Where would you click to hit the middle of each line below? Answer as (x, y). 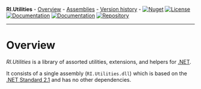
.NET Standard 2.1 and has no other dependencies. (69, 79)
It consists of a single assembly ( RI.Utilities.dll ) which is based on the (97, 73)
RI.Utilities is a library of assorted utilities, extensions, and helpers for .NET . (99, 62)
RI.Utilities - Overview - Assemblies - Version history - (74, 9)
